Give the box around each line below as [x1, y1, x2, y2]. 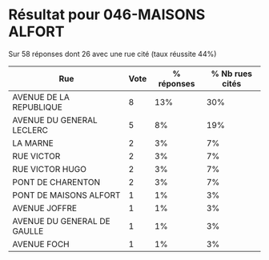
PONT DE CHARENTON [12, 176, 101, 187]
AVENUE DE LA [12, 91, 70, 102]
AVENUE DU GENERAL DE [12, 215, 110, 226]
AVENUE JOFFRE [12, 202, 78, 214]
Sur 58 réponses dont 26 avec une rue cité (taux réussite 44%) [8, 49, 217, 58]
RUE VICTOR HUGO [12, 163, 86, 174]
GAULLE [12, 226, 44, 237]
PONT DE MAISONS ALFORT [12, 190, 121, 201]
